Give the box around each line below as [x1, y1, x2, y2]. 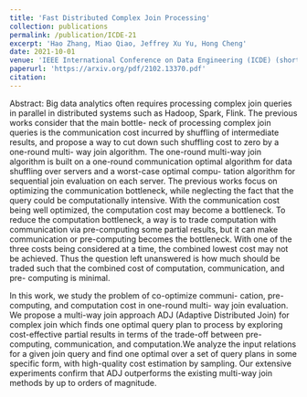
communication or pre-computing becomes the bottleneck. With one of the [9, 234, 292, 245]
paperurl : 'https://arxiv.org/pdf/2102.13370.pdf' [9, 65, 206, 74]
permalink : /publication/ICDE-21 [9, 30, 137, 39]
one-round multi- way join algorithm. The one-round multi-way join [9, 146, 262, 157]
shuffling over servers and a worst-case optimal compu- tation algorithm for [9, 165, 296, 176]
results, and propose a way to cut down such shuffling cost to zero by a [9, 136, 280, 147]
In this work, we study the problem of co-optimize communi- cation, [9, 289, 267, 301]
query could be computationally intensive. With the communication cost [9, 194, 281, 205]
